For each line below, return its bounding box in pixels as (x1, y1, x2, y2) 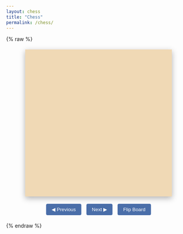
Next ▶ (91, 206, 107, 213)
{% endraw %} (6, 222, 42, 229)
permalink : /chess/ (6, 19, 54, 25)
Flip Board (123, 206, 145, 213)
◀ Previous (52, 206, 76, 213)
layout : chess (6, 8, 41, 15)
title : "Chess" (6, 14, 43, 20)
